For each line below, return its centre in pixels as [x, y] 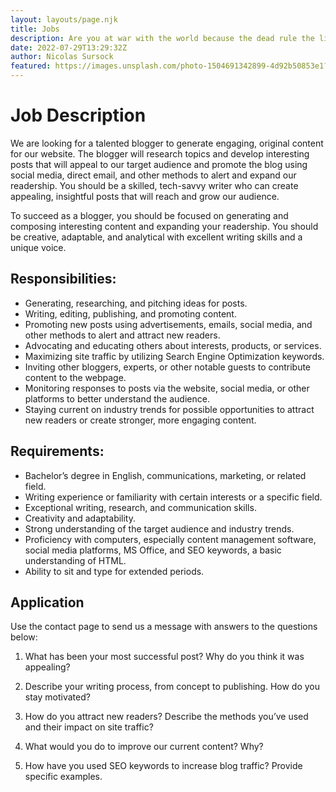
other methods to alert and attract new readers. [122, 335]
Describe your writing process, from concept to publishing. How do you [172, 687]
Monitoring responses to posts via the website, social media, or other [167, 388]
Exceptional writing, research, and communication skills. [140, 507]
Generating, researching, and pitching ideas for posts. [136, 303]
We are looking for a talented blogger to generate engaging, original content [167, 143]
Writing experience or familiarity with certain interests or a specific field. [173, 497]
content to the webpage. [75, 377]
